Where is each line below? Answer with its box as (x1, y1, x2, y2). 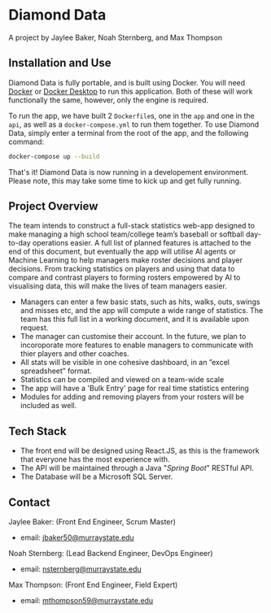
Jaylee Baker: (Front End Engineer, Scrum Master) (8, 517, 177, 527)
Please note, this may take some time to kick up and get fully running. (8, 176, 242, 185)
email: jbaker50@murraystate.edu (20, 533, 134, 542)
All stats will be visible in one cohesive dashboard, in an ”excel (20, 358, 230, 367)
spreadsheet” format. (20, 366, 92, 376)
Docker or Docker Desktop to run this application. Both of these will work (8, 86, 253, 96)
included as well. (20, 401, 77, 411)
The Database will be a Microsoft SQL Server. (20, 472, 173, 481)
